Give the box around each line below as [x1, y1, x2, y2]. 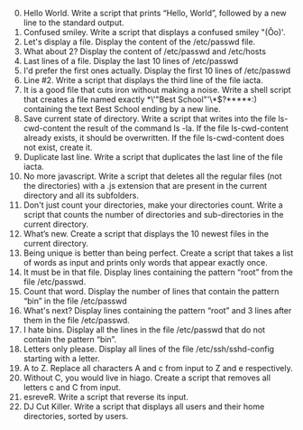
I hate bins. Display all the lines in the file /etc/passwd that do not [23, 324, 265, 335]
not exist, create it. [23, 142, 93, 153]
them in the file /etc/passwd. [23, 315, 130, 325]
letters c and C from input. [23, 382, 121, 392]
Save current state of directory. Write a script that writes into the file [23, 113, 277, 124]
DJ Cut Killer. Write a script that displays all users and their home [23, 401, 265, 412]
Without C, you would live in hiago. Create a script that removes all [23, 372, 271, 383]
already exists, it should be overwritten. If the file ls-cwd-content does [23, 133, 285, 143]
